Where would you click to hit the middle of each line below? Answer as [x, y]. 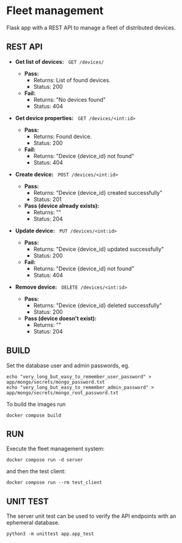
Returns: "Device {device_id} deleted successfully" [98, 305]
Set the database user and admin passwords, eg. [68, 365]
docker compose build [34, 415]
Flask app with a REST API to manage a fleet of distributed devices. [91, 28]
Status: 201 [48, 199]
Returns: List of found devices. [72, 80]
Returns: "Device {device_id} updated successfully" [99, 249]
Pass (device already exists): [62, 205]
